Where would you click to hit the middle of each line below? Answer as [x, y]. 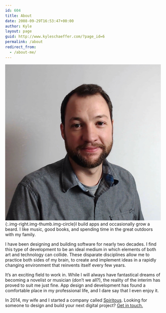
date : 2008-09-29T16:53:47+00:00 [40, 21]
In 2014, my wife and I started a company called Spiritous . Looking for [76, 300]
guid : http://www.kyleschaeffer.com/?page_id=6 [55, 37]
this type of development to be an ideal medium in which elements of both [81, 249]
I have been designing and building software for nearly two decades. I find [81, 244]
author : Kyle [19, 26]
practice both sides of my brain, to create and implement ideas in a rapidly [81, 260]
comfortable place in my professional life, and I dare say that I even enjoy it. [82, 290]
